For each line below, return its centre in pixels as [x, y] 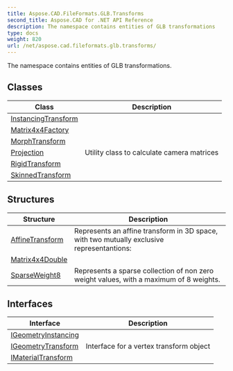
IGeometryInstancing [45, 335]
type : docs [23, 33]
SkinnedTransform [41, 175]
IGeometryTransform [45, 346]
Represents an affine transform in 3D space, [146, 231]
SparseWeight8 [36, 275]
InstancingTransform [44, 119]
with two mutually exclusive [119, 239]
